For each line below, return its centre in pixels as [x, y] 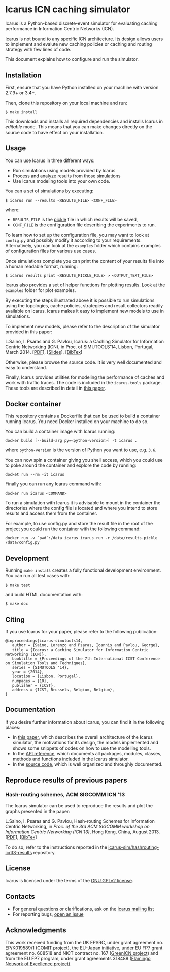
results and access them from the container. [52, 513]
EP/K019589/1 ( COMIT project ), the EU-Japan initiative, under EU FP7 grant [84, 948]
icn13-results [19, 852]
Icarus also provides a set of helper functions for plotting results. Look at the [85, 285]
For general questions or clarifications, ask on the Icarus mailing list [83, 909]
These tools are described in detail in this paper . [56, 388]
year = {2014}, [28, 672]
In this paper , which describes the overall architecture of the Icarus [83, 737]
